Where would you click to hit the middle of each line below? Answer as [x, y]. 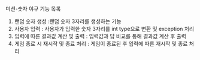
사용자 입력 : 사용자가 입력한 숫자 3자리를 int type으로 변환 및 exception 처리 [104, 29]
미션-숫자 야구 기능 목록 [33, 9]
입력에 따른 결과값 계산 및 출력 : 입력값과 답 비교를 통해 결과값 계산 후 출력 [100, 36]
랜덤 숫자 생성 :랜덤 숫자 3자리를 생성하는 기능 [68, 21]
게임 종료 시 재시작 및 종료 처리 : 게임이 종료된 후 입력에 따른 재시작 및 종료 [101, 44]
